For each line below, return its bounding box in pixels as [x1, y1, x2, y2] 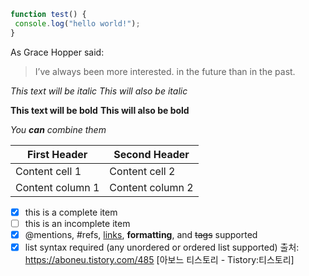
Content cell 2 [109, 164, 176, 178]
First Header [26, 147, 88, 161]
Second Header [113, 147, 190, 161]
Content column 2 [109, 180, 194, 194]
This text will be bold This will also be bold [10, 104, 190, 116]
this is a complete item [24, 206, 118, 218]
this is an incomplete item [24, 217, 131, 229]
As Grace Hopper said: [10, 46, 105, 58]
